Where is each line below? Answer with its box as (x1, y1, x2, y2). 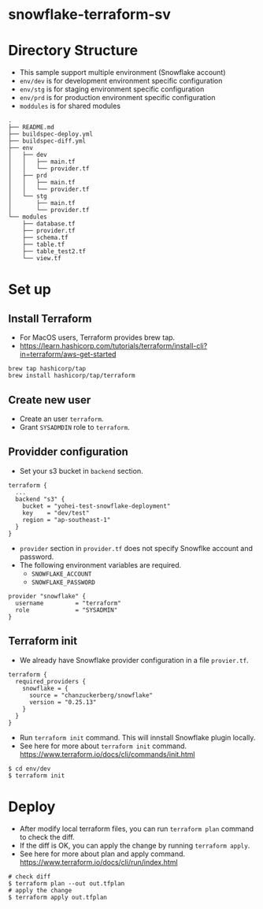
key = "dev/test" (22, 509, 90, 517)
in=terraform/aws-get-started (19, 349, 117, 360)
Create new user (8, 393, 91, 407)
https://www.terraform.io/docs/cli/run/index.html (19, 857, 179, 866)
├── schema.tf (22, 234, 69, 242)
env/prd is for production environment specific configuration (19, 93, 216, 102)
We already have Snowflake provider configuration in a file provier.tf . (19, 655, 250, 665)
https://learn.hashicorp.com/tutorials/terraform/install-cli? (19, 341, 208, 351)
